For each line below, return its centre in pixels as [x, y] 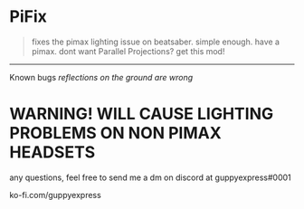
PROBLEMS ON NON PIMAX [115, 133]
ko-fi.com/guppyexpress [55, 195]
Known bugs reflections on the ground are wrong [101, 77]
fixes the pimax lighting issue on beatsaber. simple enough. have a [156, 42]
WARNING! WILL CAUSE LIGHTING [142, 114]
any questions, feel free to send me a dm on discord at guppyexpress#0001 [150, 177]
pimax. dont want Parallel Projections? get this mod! [128, 51]
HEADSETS [52, 152]
